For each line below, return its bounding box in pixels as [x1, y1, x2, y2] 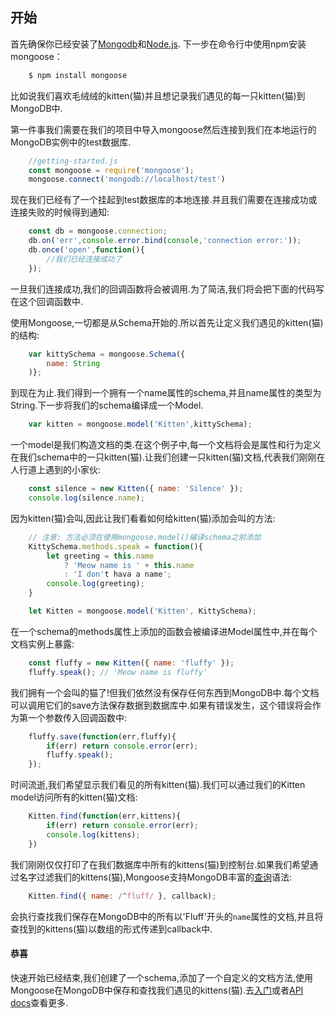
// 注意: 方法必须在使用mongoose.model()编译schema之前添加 [28, 532, 262, 542]
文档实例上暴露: [10, 638, 75, 650]
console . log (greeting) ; [46, 579, 145, 589]
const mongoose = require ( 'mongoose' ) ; [28, 165, 195, 175]
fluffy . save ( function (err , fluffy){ [28, 731, 177, 742]
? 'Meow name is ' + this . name [63, 560, 195, 570]
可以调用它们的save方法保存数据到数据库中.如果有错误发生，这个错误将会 [10, 699, 313, 711]
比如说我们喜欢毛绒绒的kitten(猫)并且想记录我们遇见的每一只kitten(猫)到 [10, 89, 306, 102]
